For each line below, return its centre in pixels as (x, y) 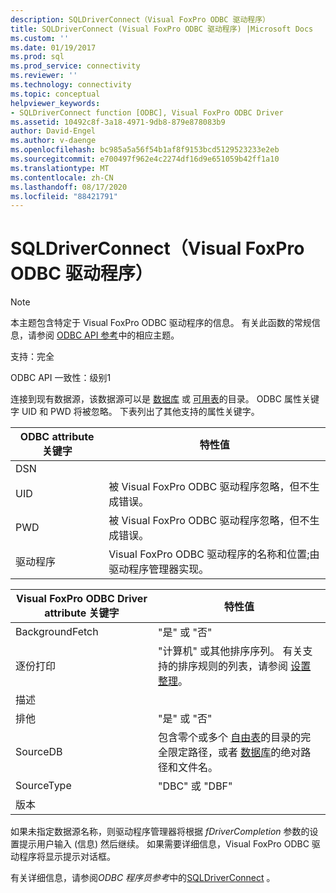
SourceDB (39, 752)
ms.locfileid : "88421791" (64, 196)
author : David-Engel (53, 131)
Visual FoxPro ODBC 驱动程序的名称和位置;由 (214, 554)
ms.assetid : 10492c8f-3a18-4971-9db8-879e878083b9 (118, 122)
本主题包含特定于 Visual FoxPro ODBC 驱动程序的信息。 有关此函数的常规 (161, 323)
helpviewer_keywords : (55, 103)
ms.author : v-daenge (53, 141)
